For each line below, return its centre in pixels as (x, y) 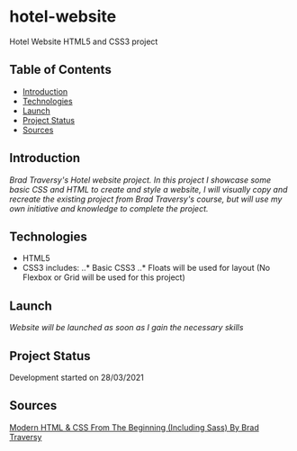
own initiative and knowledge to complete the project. (109, 208)
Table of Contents (61, 70)
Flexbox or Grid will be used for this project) (104, 277)
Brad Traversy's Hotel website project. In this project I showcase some (140, 180)
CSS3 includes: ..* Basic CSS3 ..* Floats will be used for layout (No (146, 268)
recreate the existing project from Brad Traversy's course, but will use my (146, 199)
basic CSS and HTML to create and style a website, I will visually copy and (148, 189)
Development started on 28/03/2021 (76, 377)
